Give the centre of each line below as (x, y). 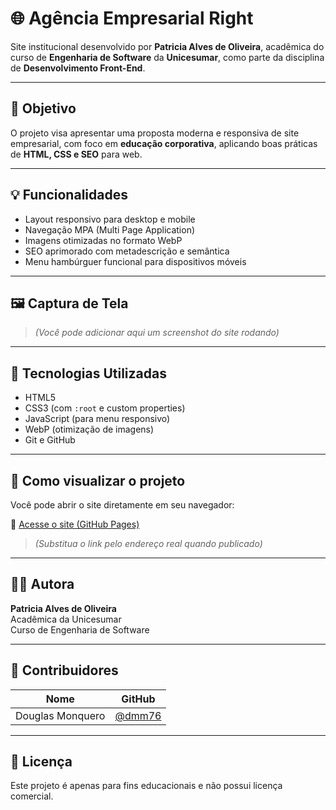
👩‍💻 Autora (42, 584)
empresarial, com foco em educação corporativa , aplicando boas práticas (164, 143)
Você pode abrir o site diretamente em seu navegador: (122, 505)
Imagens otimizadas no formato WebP (103, 240)
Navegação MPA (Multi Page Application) (110, 229)
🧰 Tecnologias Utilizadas (88, 373)
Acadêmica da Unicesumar (66, 619)
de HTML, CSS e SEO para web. (76, 154)
